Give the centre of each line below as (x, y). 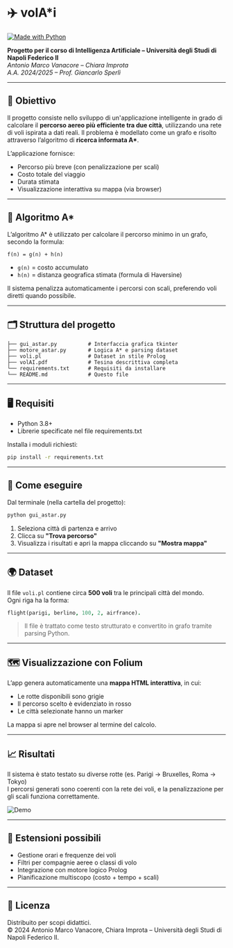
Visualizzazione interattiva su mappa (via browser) (89, 189)
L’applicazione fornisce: (41, 153)
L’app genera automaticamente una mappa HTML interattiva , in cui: (104, 683)
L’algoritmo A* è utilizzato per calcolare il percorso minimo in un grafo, (107, 234)
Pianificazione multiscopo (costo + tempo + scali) (88, 877)
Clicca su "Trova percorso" (57, 535)
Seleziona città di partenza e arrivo (67, 528)
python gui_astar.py (37, 515)
